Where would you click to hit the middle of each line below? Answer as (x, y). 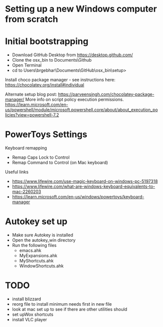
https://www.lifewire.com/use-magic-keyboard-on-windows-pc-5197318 (85, 181)
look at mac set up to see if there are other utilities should (70, 309)
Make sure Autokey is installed (43, 235)
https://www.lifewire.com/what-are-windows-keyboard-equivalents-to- (83, 187)
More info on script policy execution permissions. (74, 99)
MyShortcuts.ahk (36, 261)
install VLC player (30, 319)
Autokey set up (36, 221)
